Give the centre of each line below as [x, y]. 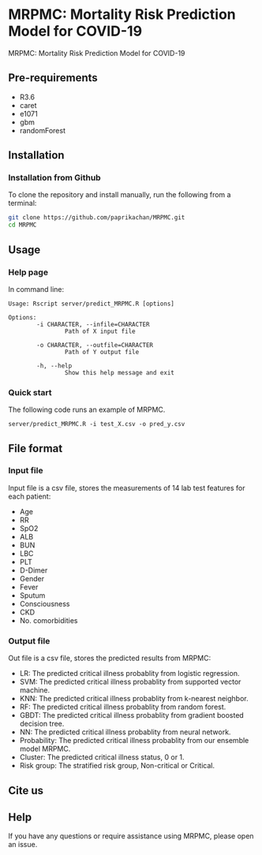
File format [36, 448]
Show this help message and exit [120, 372]
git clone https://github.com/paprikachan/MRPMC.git [97, 218]
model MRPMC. [45, 749]
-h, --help [54, 366]
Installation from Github [54, 177]
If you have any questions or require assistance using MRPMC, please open [131, 836]
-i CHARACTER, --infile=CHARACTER [93, 324]
